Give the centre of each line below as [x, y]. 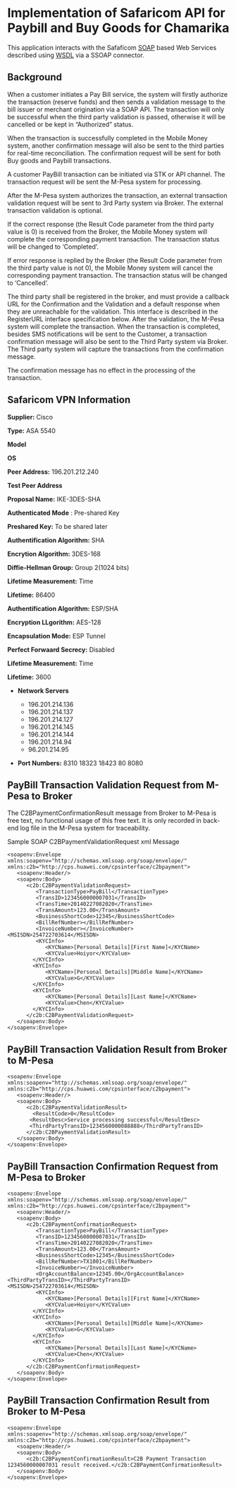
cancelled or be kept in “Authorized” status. [70, 124]
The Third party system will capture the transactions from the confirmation [116, 349]
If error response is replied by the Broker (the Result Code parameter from [115, 260]
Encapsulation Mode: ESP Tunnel [56, 636]
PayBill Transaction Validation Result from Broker [117, 1049]
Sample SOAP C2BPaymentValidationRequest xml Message [93, 842]
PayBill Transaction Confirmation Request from [113, 1166]
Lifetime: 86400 [31, 595]
